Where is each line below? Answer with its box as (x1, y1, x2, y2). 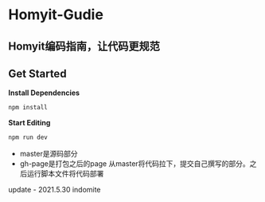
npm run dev (8, 133, 48, 141)
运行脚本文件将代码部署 (26, 169, 104, 179)
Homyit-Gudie (8, 6, 103, 24)
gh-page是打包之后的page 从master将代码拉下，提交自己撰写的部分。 (19, 159, 251, 168)
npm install (8, 104, 48, 112)
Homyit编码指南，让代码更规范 (8, 39, 161, 53)
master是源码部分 (19, 149, 78, 159)
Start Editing (8, 118, 51, 128)
